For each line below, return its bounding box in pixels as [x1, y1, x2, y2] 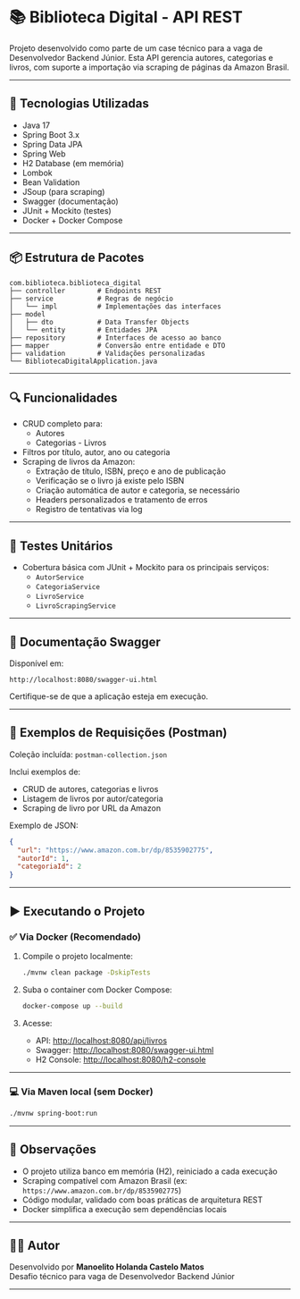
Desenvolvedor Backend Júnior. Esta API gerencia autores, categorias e [9, 52, 274, 63]
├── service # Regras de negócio [9, 294, 174, 303]
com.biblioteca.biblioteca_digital [9, 278, 142, 287]
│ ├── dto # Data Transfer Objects [9, 317, 190, 326]
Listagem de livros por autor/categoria [21, 793, 163, 804]
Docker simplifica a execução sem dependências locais [21, 1203, 228, 1214]
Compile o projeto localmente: [21, 950, 134, 961]
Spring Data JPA [21, 139, 83, 149]
